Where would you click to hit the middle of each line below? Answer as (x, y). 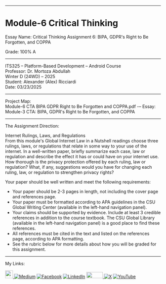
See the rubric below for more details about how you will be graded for (84, 244)
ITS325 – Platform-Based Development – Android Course (63, 66)
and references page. (34, 196)
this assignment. (29, 249)
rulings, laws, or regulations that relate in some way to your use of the (76, 146)
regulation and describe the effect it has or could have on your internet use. (82, 156)
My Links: (15, 263)
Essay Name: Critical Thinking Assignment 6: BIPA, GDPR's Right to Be (77, 37)
